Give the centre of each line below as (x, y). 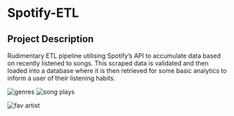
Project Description (51, 39)
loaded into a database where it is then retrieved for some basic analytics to (117, 71)
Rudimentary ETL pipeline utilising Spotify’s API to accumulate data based (114, 56)
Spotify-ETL (43, 13)
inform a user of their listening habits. (61, 78)
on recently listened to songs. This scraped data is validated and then (108, 63)
